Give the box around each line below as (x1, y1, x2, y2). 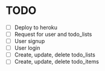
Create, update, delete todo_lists (14, 51, 96, 58)
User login (14, 44, 40, 52)
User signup (14, 38, 45, 45)
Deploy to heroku (14, 24, 58, 31)
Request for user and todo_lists (14, 31, 92, 38)
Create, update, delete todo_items (14, 58, 99, 66)
